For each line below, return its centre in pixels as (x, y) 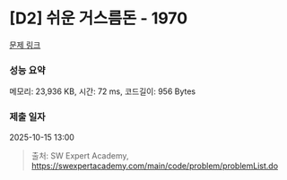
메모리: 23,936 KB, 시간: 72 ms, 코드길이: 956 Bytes (102, 91)
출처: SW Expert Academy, (80, 155)
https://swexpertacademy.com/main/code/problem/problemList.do (155, 166)
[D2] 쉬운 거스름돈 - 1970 (99, 18)
